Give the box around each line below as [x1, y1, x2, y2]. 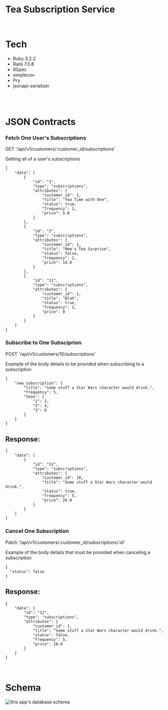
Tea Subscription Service [5, 4, 115, 15]
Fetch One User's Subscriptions [5, 134, 87, 141]
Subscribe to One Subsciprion [5, 339, 82, 347]
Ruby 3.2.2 [12, 55, 36, 62]
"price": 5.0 [41, 211, 70, 216]
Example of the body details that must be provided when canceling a [5, 549, 151, 555]
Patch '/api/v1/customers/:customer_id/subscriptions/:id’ [5, 539, 125, 545]
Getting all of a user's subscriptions [5, 156, 80, 162]
